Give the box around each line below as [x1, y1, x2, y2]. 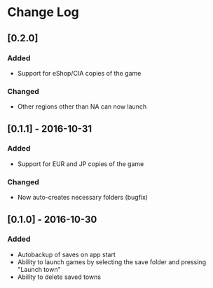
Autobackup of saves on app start [17, 250, 116, 259]
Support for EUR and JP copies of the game [17, 159, 144, 168]
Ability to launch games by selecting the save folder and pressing [17, 257, 207, 266]
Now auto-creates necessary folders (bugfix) [17, 193, 149, 202]
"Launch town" [17, 265, 61, 273]
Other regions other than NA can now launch [17, 102, 147, 111]
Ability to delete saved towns [17, 273, 102, 281]
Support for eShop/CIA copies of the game [17, 69, 142, 77]
